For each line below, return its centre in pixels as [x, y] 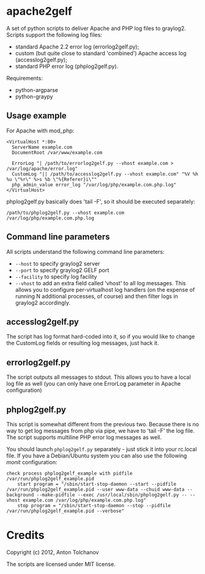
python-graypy [34, 96]
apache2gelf [39, 11]
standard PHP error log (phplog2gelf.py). [67, 66]
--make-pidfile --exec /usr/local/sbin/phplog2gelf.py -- [112, 495]
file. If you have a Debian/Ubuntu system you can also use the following [97, 456]
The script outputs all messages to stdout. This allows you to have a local [99, 377]
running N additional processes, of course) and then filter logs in [97, 296]
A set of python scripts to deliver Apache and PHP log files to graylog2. [96, 28]
